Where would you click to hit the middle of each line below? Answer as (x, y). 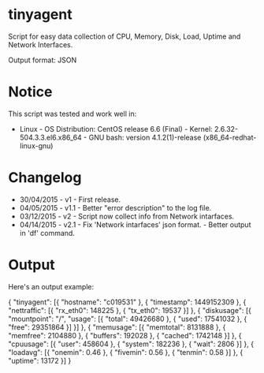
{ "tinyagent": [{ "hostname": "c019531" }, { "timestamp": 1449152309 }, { (127, 302)
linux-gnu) (36, 145)
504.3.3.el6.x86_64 (51, 137)
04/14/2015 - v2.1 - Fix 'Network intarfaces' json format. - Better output (135, 224)
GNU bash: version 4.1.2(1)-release (145, 137)
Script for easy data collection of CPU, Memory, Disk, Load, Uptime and (125, 36)
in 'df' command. (47, 233)
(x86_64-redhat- (230, 137)
